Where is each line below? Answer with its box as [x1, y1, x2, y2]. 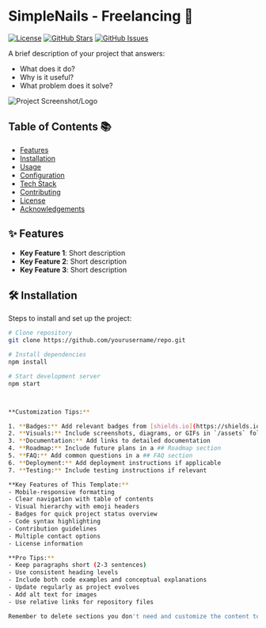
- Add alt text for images [8, 590, 97, 599]
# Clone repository [8, 329, 73, 337]
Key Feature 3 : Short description [19, 265, 127, 274]
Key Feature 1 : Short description [19, 248, 126, 257]
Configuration [19, 170, 65, 180]
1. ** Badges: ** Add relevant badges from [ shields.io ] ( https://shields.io [8, 422, 260, 430]
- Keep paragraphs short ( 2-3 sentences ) [8, 561, 147, 569]
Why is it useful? [19, 72, 74, 82]
